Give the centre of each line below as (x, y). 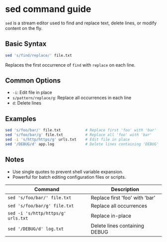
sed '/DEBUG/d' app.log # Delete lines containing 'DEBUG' (82, 144)
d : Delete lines (27, 103)
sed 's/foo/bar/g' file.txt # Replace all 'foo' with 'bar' (79, 135)
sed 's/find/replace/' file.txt (39, 55)
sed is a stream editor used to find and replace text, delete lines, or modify (81, 23)
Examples (21, 119)
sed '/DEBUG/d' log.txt (36, 229)
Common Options (33, 81)
